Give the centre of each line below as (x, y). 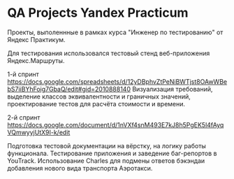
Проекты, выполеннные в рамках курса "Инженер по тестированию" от (115, 32)
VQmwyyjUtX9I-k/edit (39, 132)
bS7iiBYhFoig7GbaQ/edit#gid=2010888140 (69, 89)
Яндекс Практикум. (36, 39)
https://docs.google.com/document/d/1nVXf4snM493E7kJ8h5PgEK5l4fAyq (116, 124)
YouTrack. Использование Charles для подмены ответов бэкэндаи (106, 160)
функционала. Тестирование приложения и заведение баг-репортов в (112, 153)
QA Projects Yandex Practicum (98, 13)
